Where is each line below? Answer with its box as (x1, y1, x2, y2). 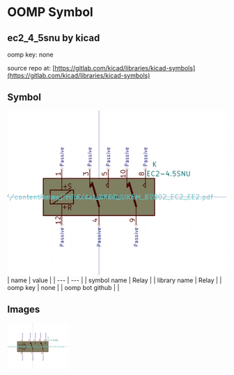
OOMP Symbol (7, 4, 94, 20)
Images (7, 304, 40, 316)
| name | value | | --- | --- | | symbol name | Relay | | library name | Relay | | (7, 276, 222, 284)
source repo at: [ (7, 64, 55, 72)
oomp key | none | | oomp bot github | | (7, 283, 120, 291)
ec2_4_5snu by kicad (7, 32, 100, 44)
